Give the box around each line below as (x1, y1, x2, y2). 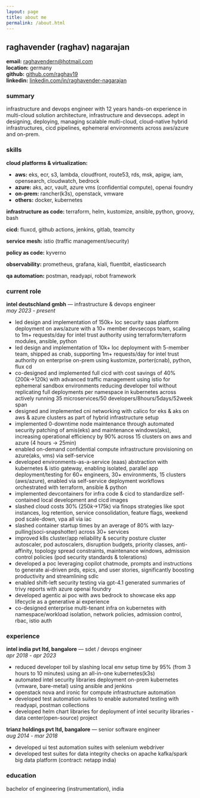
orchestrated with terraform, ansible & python (14, 484, 127, 491)
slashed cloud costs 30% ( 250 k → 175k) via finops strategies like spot (14, 503, 185, 510)
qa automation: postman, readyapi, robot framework (6, 272, 136, 279)
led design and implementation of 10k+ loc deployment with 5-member (14, 344, 189, 351)
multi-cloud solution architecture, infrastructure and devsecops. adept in (6, 112, 185, 119)
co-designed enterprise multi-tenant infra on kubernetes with (14, 604, 166, 612)
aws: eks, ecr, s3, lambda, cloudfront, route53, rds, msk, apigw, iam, (14, 171, 183, 178)
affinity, (14, 548, 34, 555)
